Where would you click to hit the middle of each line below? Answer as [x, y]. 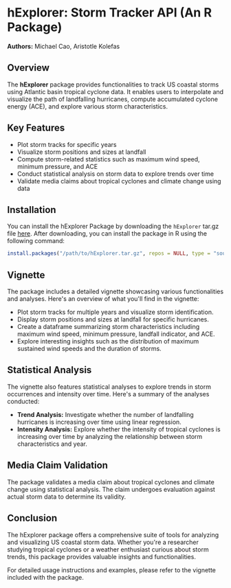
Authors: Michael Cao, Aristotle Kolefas [64, 46]
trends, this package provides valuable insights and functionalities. [101, 556]
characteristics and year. [52, 444]
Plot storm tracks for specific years [67, 144]
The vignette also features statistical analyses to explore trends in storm [109, 387]
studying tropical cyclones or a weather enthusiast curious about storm [108, 549]
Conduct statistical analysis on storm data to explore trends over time [115, 174]
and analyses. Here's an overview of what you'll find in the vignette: [103, 299]
